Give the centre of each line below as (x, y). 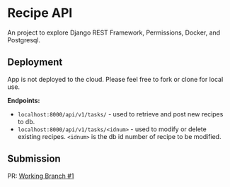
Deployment (35, 62)
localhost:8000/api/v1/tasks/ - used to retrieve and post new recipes (120, 114)
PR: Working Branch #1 (41, 176)
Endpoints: (24, 100)
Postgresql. (24, 40)
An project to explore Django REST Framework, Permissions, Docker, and (114, 32)
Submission (34, 159)
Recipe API (40, 13)
